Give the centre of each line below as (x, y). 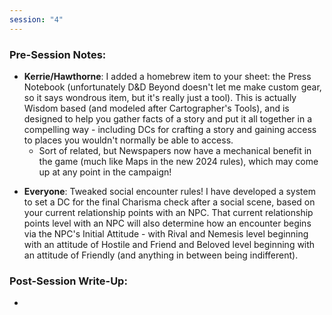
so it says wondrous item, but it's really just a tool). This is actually (160, 97)
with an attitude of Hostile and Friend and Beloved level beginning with (169, 244)
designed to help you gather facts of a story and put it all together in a (168, 118)
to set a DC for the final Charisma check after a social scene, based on (169, 202)
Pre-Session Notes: (58, 54)
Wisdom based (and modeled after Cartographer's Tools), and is (156, 108)
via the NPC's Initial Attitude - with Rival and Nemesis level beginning (166, 233)
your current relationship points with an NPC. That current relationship (168, 212)
